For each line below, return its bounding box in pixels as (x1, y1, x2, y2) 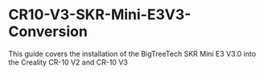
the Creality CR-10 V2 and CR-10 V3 (8, 57, 129, 67)
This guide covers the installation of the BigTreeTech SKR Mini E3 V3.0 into (8, 49, 256, 58)
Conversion (8, 22, 89, 41)
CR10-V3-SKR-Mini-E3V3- (8, 6, 192, 24)
